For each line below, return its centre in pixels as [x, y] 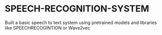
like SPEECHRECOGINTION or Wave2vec [48, 27]
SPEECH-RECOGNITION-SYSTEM [77, 9]
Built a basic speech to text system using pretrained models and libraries [81, 22]
